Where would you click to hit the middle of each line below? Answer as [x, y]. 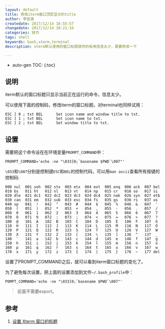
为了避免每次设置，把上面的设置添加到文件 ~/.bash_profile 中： [69, 272]
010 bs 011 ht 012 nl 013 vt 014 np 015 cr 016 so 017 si [82, 191]
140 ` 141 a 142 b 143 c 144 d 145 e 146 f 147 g [82, 239]
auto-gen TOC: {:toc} [34, 65]
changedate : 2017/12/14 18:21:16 [40, 28]
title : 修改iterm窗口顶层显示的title [41, 14]
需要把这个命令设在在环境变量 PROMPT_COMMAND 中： [55, 152]
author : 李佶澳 [20, 19]
